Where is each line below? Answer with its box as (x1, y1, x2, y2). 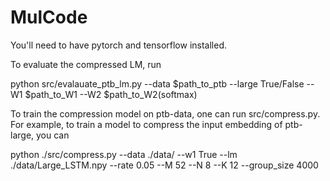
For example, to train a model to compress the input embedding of (10, 118, 283, 130)
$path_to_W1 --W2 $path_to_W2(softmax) (24, 88, 198, 100)
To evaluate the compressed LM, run (10, 58, 162, 70)
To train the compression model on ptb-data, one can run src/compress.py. (10, 107, 321, 120)
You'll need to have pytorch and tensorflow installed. (10, 39, 228, 51)
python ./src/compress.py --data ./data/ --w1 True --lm (10, 148, 238, 160)
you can (36, 129, 70, 141)
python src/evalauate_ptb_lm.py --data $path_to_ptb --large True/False (10, 77, 305, 90)
